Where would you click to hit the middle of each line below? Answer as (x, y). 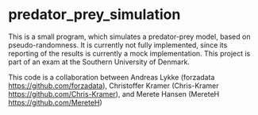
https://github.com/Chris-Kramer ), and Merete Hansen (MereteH (114, 94)
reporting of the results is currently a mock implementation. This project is (129, 53)
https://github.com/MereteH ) (56, 102)
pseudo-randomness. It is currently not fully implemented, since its (118, 44)
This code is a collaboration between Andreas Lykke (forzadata (112, 77)
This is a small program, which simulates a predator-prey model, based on (129, 36)
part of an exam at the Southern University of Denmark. (99, 62)
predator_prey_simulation (94, 15)
